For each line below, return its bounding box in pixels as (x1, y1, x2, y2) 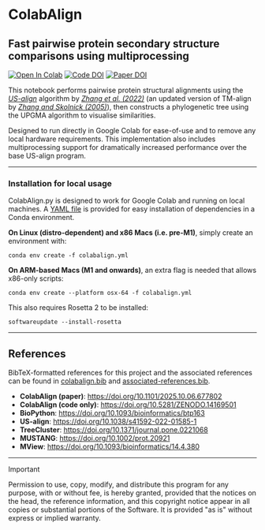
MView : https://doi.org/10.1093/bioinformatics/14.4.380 (19, 442, 200, 451)
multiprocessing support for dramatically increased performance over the (8, 143, 247, 151)
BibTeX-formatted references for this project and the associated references (8, 368, 252, 378)
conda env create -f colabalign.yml (8, 252, 129, 259)
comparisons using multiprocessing (8, 49, 189, 62)
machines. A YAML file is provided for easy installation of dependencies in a (8, 204, 255, 214)
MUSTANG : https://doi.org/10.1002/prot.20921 (19, 434, 170, 443)
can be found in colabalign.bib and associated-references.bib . (8, 376, 211, 386)
